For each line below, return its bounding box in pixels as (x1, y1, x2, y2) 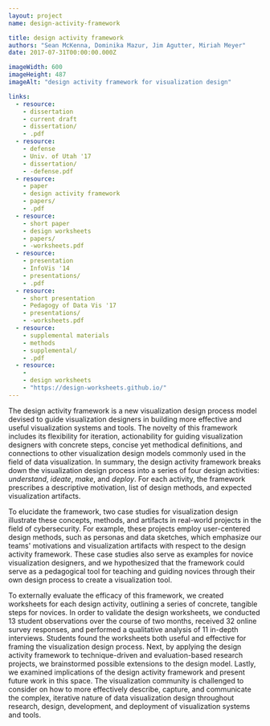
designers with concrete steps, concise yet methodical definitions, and (8, 439, 243, 450)
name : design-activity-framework (8, 19, 121, 27)
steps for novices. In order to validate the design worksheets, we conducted (8, 607, 260, 617)
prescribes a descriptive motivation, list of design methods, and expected (8, 483, 252, 492)
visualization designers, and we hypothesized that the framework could (8, 557, 245, 567)
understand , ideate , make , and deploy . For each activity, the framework (8, 474, 246, 483)
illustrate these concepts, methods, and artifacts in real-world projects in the (8, 515, 262, 524)
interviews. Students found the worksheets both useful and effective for (8, 633, 247, 642)
